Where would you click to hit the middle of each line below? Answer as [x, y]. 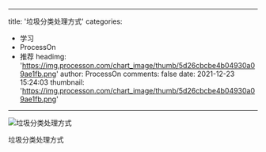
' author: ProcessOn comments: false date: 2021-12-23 [145, 74]
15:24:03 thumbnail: [52, 82]
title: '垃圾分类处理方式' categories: [65, 21]
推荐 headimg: [43, 57]
